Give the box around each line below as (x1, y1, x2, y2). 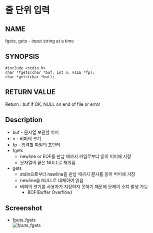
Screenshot (5, 204, 42, 212)
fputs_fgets (12, 217, 36, 223)
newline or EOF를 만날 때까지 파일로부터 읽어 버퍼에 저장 (19, 153, 131, 160)
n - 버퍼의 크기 (12, 136, 41, 142)
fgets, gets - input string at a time (5, 38, 74, 44)
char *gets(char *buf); (5, 74, 55, 79)
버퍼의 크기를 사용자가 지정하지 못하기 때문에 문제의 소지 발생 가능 (19, 184, 148, 190)
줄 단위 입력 (5, 4, 50, 16)
